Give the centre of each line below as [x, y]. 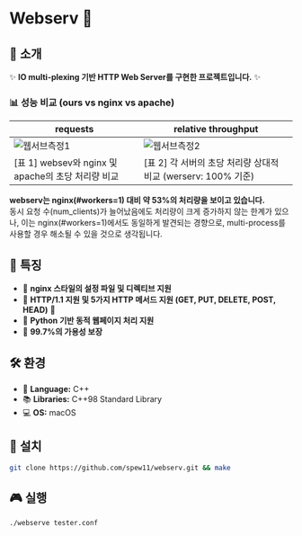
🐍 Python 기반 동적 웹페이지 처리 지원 [88, 321]
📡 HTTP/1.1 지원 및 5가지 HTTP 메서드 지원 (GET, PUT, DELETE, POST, [149, 299]
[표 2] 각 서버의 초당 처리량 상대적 [211, 163]
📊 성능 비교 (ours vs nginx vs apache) [92, 103]
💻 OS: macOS [49, 412]
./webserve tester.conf [54, 523]
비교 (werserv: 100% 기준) [199, 176]
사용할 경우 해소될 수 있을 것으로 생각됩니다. [86, 234]
